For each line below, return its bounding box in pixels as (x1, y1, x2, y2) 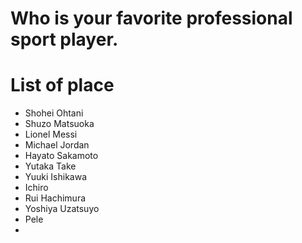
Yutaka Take (24, 160, 77, 172)
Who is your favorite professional (10, 7, 293, 30)
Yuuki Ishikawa (24, 171, 87, 183)
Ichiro (24, 182, 49, 194)
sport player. (10, 28, 119, 51)
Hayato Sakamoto (24, 150, 99, 162)
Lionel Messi (24, 128, 78, 141)
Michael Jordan (24, 139, 90, 151)
